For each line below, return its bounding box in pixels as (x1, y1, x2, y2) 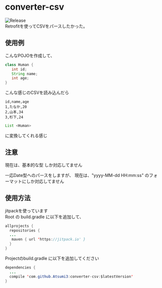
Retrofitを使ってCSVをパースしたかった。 (5, 23, 88, 29)
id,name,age (5, 99, 29, 104)
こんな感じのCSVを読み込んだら (5, 90, 69, 96)
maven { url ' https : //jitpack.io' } (11, 237, 86, 242)
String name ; (11, 71, 38, 76)
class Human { (5, 62, 34, 67)
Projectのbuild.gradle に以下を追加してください (5, 255, 99, 261)
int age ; (11, 76, 29, 81)
